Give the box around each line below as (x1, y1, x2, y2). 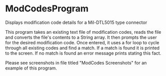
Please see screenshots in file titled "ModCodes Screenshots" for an (5, 60, 147, 66)
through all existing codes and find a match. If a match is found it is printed (5, 45, 159, 51)
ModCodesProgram (5, 3, 89, 14)
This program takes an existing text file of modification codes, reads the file (5, 29, 161, 35)
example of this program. (5, 65, 57, 71)
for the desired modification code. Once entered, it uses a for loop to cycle (5, 39, 159, 45)
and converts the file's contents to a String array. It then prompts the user (5, 34, 157, 40)
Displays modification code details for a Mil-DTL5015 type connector (5, 19, 147, 25)
